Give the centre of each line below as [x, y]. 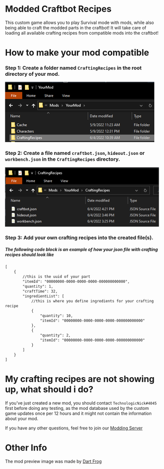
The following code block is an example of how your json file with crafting [82, 249]
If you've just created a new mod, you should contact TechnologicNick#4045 [81, 403]
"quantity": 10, [56, 316]
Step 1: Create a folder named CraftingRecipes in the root [73, 68]
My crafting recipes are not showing [80, 379]
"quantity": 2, [55, 336]
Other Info [26, 448]
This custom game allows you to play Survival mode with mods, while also [80, 22]
